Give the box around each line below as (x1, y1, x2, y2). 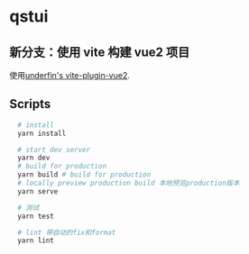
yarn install (17, 129, 67, 138)
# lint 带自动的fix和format (17, 228, 116, 237)
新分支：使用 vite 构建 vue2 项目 (9, 44, 190, 59)
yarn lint (17, 236, 54, 245)
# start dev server (17, 145, 91, 154)
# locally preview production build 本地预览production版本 (17, 178, 240, 188)
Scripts (9, 96, 51, 112)
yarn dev (17, 153, 51, 163)
